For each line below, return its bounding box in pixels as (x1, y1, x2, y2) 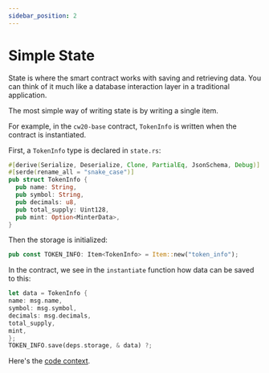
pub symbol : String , (15, 191, 84, 199)
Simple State (8, 46, 95, 64)
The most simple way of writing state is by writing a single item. (8, 105, 219, 115)
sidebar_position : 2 (8, 11, 78, 20)
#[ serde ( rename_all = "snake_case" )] (8, 168, 135, 177)
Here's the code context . (8, 356, 91, 366)
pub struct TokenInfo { (8, 176, 88, 184)
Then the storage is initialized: (8, 235, 108, 245)
